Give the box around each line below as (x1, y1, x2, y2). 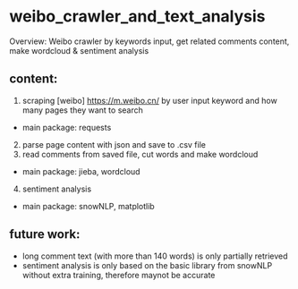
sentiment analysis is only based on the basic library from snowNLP (21, 259, 273, 270)
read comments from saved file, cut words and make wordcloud (21, 149, 259, 159)
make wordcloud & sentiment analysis (9, 45, 149, 55)
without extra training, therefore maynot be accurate (21, 269, 216, 280)
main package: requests (21, 122, 112, 132)
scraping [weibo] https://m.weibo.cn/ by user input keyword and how (21, 95, 277, 106)
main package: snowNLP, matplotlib (21, 200, 155, 211)
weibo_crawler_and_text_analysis (9, 6, 266, 27)
